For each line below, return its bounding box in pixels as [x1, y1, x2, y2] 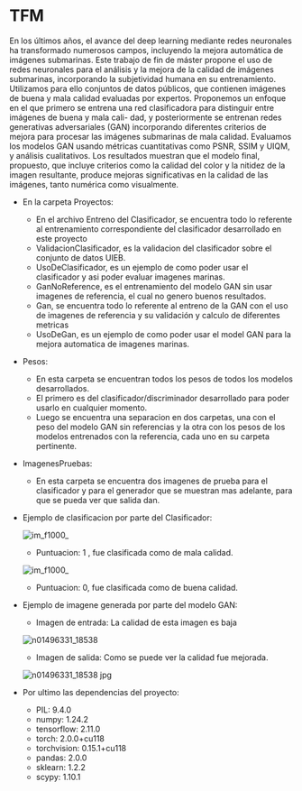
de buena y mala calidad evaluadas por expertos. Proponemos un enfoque [9, 92, 287, 104]
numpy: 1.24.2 [35, 713, 88, 724]
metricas [35, 319, 69, 330]
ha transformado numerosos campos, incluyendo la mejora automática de [9, 44, 284, 55]
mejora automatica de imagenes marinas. [35, 338, 190, 349]
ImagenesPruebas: [22, 457, 93, 469]
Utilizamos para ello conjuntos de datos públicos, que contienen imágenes [9, 83, 287, 94]
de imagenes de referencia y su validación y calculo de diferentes [35, 309, 281, 320]
